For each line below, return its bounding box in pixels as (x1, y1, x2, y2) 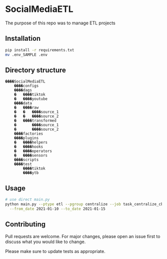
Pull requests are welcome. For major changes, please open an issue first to (5, 233, 161, 239)
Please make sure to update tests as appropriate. (5, 248, 106, 254)
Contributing (5, 220, 46, 229)
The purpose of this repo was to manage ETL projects (5, 20, 116, 26)
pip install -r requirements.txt (5, 47, 75, 53)
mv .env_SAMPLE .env (5, 52, 48, 57)
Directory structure (5, 66, 66, 74)
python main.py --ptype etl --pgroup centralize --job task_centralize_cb (5, 202, 164, 207)
